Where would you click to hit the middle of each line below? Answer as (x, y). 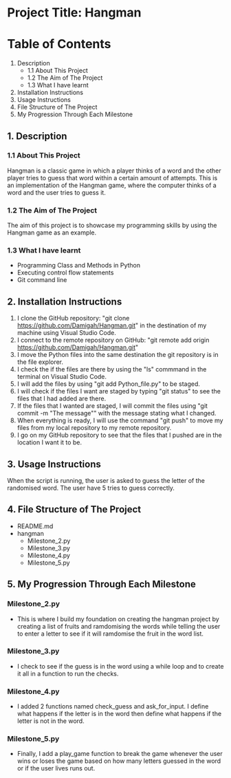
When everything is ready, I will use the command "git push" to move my (120, 420)
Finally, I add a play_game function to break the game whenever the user (120, 754)
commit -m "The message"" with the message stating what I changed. (117, 413)
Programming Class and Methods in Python (79, 266)
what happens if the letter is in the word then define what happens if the (119, 714)
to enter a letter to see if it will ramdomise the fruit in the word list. (110, 634)
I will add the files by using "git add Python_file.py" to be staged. (109, 384)
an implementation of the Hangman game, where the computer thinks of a (112, 185)
